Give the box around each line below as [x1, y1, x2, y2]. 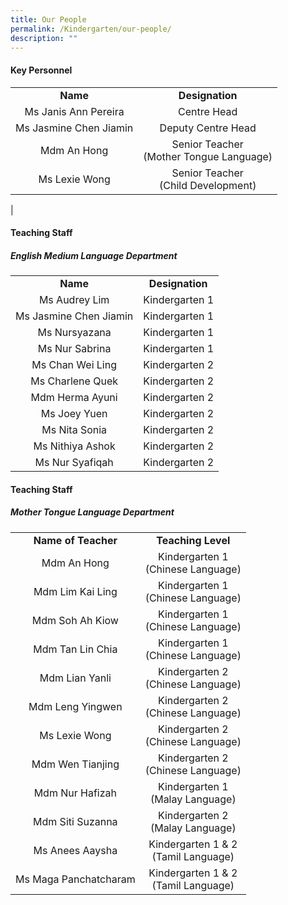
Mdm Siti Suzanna [33, 814, 118, 828]
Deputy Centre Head [159, 121, 257, 135]
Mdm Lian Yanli [39, 671, 112, 685]
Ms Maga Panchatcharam [15, 872, 136, 886]
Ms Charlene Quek [30, 374, 118, 388]
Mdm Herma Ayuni [30, 391, 118, 405]
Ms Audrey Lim [38, 293, 110, 307]
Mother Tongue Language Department [10, 506, 175, 518]
